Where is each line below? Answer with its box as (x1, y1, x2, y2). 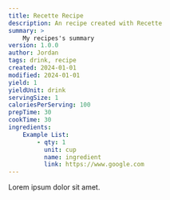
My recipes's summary (22, 34, 94, 42)
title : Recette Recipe (8, 11, 84, 20)
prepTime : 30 (8, 109, 52, 117)
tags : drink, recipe (8, 57, 77, 65)
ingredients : (8, 123, 52, 131)
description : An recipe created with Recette (8, 19, 162, 27)
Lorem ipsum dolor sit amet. (8, 182, 101, 192)
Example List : (22, 130, 69, 138)
